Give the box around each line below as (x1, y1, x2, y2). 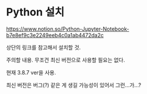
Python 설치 (6, 5, 64, 19)
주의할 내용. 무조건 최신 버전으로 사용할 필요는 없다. (6, 56, 125, 63)
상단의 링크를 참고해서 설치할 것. (6, 44, 82, 51)
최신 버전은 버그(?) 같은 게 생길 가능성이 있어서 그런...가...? (6, 81, 142, 89)
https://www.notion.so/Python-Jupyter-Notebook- (6, 25, 130, 33)
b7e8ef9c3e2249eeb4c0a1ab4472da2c (6, 31, 104, 38)
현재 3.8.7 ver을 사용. (6, 69, 57, 76)
